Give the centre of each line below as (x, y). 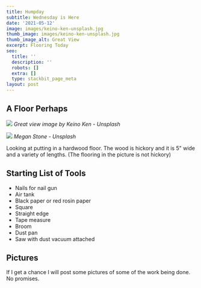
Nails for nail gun (36, 188)
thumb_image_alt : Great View (43, 40)
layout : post (23, 85)
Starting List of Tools (46, 173)
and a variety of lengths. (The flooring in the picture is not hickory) (89, 155)
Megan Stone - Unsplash (45, 136)
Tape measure (33, 219)
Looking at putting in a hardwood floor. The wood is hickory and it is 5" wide (101, 148)
